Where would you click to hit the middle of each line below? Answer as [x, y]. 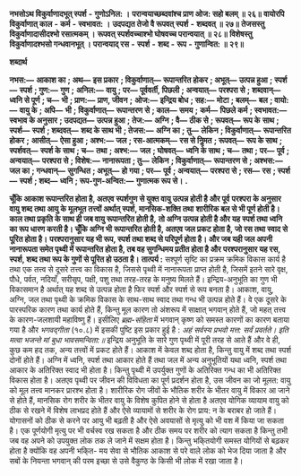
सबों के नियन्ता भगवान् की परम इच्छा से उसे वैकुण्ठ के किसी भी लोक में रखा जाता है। [126, 461]
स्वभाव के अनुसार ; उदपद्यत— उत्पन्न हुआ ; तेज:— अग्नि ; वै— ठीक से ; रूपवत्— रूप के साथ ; [144, 120]
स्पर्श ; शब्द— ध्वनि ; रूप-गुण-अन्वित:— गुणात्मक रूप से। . [103, 181]
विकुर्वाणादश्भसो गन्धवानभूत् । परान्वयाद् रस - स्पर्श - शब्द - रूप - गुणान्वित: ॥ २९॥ [127, 44]
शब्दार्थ [18, 62]
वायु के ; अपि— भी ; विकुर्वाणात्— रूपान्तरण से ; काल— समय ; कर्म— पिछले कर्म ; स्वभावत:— [153, 110]
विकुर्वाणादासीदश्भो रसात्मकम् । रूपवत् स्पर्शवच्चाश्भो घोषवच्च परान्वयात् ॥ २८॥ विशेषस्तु [131, 34]
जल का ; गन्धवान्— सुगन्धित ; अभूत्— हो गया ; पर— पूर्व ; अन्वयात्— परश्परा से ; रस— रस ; [142, 171]
